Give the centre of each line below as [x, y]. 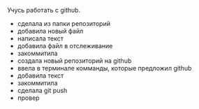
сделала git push [42, 90]
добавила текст [40, 75]
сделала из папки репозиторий [64, 23]
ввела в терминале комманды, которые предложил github [104, 68]
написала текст [40, 38]
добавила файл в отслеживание [65, 46]
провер [28, 98]
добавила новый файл [50, 31]
